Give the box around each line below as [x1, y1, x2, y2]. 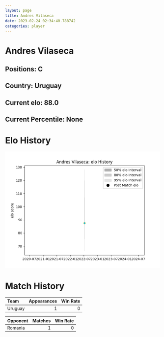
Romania [7, 325, 25, 331]
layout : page [5, 8, 32, 13]
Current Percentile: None [5, 115, 83, 123]
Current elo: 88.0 [5, 99, 59, 107]
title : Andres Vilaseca [5, 13, 54, 18]
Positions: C [5, 65, 43, 73]
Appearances [28, 298, 57, 304]
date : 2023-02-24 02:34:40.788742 [5, 18, 76, 23]
